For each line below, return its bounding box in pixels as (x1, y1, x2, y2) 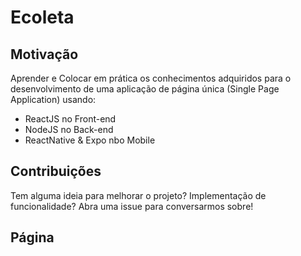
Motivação (10, 46, 79, 63)
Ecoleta (10, 6, 75, 29)
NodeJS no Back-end (24, 124, 114, 135)
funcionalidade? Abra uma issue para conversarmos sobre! (10, 200, 254, 212)
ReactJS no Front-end (24, 113, 117, 125)
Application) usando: (10, 94, 97, 105)
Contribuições (10, 163, 102, 180)
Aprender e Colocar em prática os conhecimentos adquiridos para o (10, 72, 292, 84)
